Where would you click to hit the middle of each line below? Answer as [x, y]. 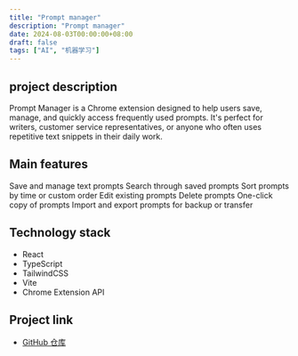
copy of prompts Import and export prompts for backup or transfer [131, 205]
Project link [41, 320]
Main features [49, 164]
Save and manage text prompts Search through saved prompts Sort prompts [149, 186]
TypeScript [42, 263]
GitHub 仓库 [44, 343]
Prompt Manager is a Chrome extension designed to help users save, [136, 108]
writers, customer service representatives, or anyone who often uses [136, 126]
